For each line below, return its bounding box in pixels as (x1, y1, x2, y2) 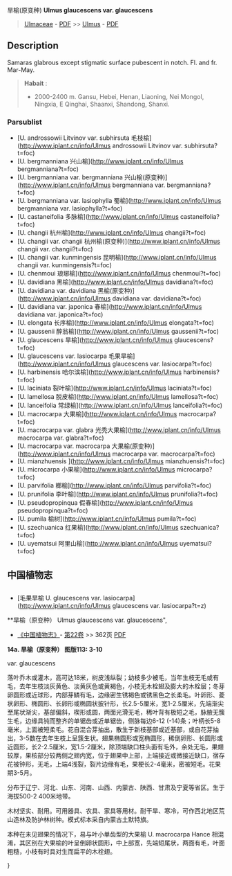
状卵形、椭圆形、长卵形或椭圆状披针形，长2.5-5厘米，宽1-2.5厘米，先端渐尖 (7, 699, 224, 708)
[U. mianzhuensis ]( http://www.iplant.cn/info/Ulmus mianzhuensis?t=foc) (17, 457, 225, 465)
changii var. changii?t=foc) (17, 245, 93, 253)
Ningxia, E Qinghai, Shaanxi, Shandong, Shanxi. (34, 100, 170, 108)
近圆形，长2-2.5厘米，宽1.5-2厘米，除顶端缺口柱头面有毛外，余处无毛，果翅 (7, 742, 224, 751)
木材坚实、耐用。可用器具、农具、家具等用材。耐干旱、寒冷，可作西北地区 (7, 806, 219, 815)
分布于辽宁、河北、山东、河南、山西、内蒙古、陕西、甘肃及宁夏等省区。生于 (7, 783, 225, 792)
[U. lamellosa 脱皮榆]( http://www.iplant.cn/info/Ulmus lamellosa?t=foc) (17, 393, 219, 401)
